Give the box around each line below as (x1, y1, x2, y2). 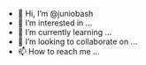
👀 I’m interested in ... (17, 18, 93, 28)
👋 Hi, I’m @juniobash (17, 9, 94, 18)
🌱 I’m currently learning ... (17, 27, 112, 37)
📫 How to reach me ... (17, 47, 100, 56)
